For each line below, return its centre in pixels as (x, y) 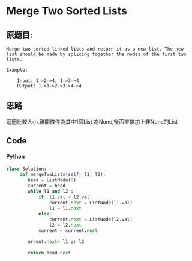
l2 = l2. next (65, 225)
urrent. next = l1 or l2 (56, 241)
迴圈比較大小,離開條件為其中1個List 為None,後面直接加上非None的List (92, 121)
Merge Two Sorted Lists (67, 11)
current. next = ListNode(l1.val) (91, 203)
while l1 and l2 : (51, 191)
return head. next (49, 253)
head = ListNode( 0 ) (52, 180)
